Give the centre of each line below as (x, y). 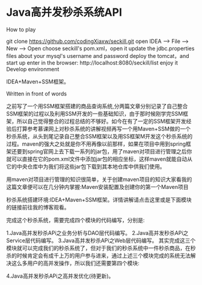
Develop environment (33, 69)
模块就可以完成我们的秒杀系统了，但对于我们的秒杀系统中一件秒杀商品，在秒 (101, 248)
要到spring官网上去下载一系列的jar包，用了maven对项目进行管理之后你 (104, 151)
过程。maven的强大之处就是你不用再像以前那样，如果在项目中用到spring (96, 144)
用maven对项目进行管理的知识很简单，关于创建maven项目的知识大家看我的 (99, 179)
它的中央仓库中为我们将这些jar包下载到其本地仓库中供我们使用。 (86, 166)
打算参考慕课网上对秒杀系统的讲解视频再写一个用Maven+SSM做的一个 (104, 129)
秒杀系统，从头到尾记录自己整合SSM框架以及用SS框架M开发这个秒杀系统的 (99, 136)
